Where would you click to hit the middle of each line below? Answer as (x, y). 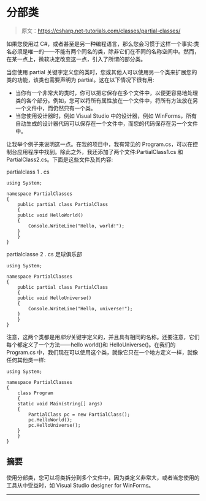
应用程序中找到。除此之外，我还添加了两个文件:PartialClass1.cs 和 (100, 151)
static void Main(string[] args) (60, 403)
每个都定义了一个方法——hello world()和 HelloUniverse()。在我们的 (91, 345)
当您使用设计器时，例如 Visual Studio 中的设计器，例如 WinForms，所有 (106, 116)
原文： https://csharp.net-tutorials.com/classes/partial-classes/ (101, 31)
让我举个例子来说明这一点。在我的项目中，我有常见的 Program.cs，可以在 (100, 144)
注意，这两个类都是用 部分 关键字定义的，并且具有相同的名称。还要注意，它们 (103, 337)
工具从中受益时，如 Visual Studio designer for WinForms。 (80, 485)
